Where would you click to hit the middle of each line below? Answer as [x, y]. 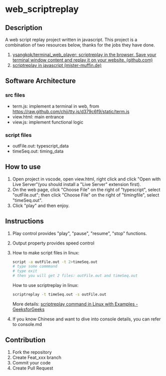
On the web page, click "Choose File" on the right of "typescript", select [86, 189]
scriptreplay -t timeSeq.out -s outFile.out [59, 294]
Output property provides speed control [53, 243]
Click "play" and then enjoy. [41, 205]
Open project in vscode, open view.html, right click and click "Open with [86, 179]
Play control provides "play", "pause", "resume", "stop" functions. [80, 233]
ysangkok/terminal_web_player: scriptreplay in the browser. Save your [84, 54]
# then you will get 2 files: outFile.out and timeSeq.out [75, 276]
